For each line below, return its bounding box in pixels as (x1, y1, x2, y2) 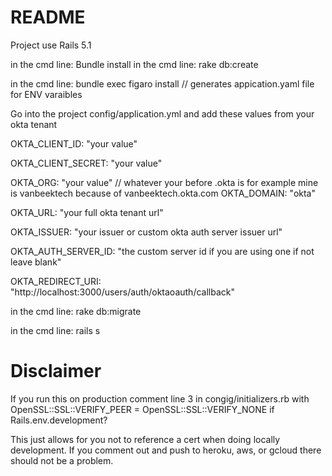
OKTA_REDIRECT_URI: (10, 275, 102, 287)
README (10, 6, 86, 29)
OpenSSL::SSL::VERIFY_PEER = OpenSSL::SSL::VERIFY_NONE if (10, 403, 275, 415)
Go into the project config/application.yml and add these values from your (10, 107, 315, 120)
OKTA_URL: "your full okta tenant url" (10, 206, 164, 218)
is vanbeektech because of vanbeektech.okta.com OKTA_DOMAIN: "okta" (10, 187, 316, 199)
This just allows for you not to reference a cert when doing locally (10, 433, 281, 445)
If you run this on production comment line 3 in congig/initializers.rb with (10, 392, 310, 405)
